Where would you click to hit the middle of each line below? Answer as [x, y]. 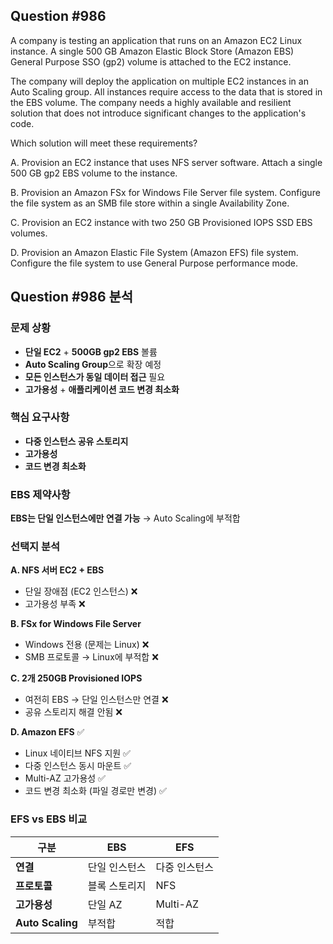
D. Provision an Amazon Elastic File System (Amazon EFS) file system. [154, 252]
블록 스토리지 [117, 886]
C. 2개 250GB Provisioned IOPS [76, 678]
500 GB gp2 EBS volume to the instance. [94, 173]
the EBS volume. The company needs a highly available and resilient [151, 102]
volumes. [29, 233]
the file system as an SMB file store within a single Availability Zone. [150, 203]
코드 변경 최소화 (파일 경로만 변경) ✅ [95, 791]
